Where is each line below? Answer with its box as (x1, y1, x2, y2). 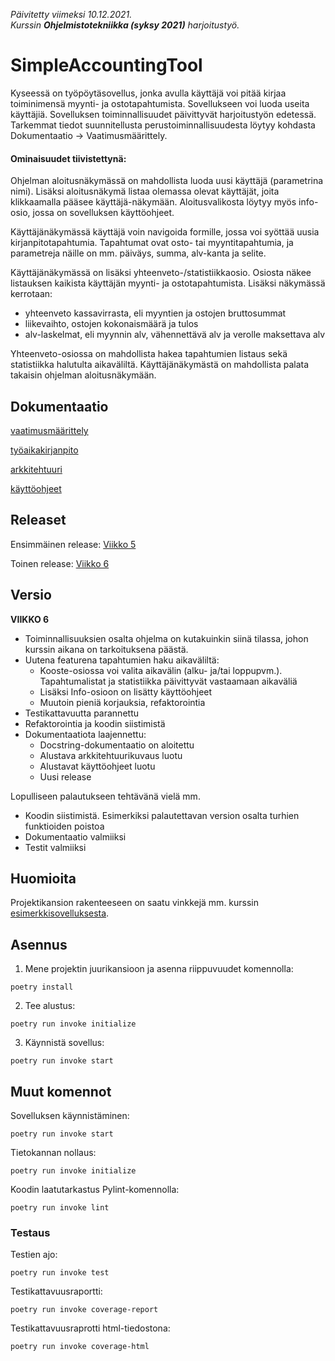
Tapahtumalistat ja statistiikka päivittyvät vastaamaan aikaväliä (39, 675, 298, 687)
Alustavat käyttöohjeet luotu (39, 760, 156, 772)
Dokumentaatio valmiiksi (24, 830, 127, 843)
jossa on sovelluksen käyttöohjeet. (32, 207, 175, 219)
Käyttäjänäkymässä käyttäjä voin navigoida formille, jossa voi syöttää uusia (10, 226, 320, 238)
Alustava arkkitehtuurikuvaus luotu (39, 749, 183, 761)
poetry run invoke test (10, 1268, 110, 1278)
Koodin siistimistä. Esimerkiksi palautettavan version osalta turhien (24, 809, 300, 821)
